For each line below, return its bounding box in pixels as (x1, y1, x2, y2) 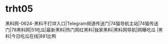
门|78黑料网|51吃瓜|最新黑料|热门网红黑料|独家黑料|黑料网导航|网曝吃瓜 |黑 (5, 26, 163, 33)
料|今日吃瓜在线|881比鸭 (5, 33, 56, 39)
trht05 (5, 3, 33, 15)
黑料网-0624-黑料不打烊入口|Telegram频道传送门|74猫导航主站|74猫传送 (5, 20, 159, 26)
